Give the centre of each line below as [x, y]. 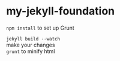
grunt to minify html [31, 51]
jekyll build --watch [33, 39]
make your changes [31, 45]
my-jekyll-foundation [61, 11]
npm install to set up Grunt [40, 28]
